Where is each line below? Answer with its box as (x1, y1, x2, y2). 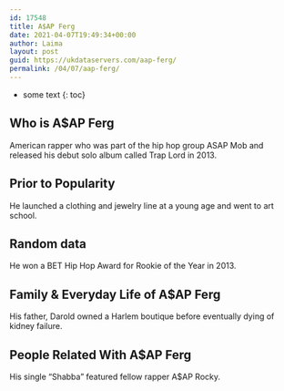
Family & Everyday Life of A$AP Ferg (9, 286, 221, 302)
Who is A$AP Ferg (9, 116, 115, 131)
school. (9, 210, 37, 221)
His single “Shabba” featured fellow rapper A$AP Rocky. (9, 371, 221, 382)
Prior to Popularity (9, 176, 116, 191)
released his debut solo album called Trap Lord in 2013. (9, 149, 217, 160)
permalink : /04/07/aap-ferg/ (9, 65, 120, 74)
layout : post (9, 47, 59, 57)
